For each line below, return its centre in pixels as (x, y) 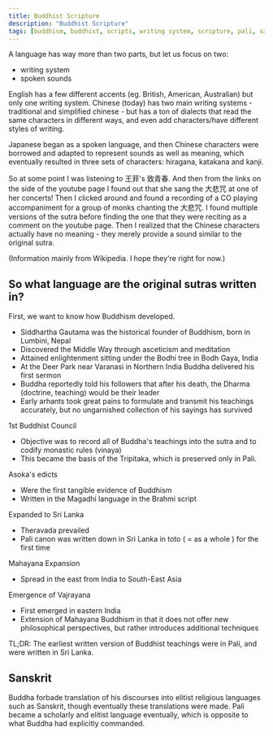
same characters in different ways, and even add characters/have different (133, 120)
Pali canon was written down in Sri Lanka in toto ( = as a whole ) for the (139, 539)
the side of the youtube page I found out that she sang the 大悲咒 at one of (133, 189)
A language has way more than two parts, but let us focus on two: (119, 54)
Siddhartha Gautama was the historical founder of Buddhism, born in (135, 332)
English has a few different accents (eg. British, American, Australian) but (131, 94)
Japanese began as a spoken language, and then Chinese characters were (134, 145)
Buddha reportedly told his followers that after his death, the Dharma (135, 384)
